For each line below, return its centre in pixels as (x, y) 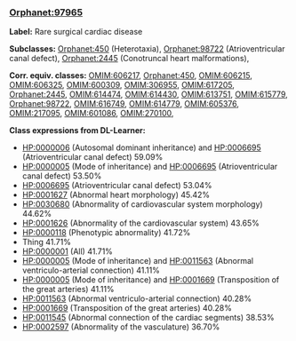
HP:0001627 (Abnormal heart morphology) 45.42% (116, 195)
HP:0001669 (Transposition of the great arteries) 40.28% (127, 308)
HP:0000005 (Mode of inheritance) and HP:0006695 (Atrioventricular (150, 167)
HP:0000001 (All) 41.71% (68, 251)
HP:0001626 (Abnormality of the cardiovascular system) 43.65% (141, 223)
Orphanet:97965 (46, 12)
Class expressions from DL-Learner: (77, 131)
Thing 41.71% (46, 242)
